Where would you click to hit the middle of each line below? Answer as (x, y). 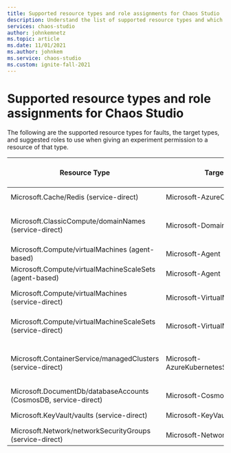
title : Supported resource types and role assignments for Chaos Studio (113, 13)
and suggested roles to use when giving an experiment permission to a (108, 140)
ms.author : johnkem (35, 52)
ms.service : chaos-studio (44, 58)
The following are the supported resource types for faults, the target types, (113, 132)
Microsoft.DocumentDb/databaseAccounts (80, 391)
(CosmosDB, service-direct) (57, 399)
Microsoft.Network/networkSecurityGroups (81, 430)
